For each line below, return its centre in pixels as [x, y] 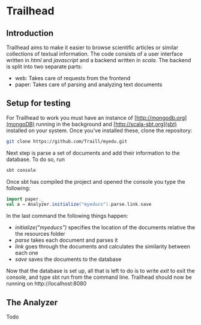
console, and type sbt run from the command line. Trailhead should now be [99, 277]
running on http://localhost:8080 [46, 284]
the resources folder [40, 234]
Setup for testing [38, 103]
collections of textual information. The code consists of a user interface [94, 54]
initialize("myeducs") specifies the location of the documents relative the [105, 227]
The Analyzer [32, 303]
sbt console [21, 170]
